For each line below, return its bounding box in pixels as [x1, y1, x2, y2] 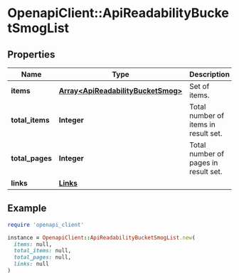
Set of [189, 82, 210, 91]
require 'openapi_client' [7, 221, 84, 228]
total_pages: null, [14, 254, 72, 261]
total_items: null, [14, 247, 72, 254]
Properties [7, 48, 55, 60]
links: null [14, 261, 50, 268]
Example [7, 203, 47, 215]
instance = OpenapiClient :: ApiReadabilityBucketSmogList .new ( [7, 234, 196, 241]
